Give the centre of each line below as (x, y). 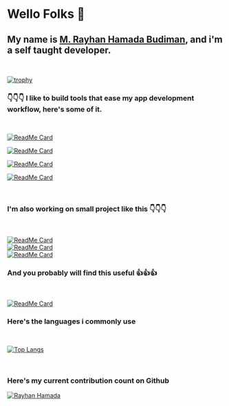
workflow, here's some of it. (55, 109)
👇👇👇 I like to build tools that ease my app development (101, 98)
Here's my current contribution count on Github (88, 381)
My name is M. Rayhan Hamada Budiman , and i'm (115, 40)
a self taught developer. (59, 50)
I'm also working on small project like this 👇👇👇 (87, 209)
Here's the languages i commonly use (72, 321)
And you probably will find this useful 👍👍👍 (82, 273)
